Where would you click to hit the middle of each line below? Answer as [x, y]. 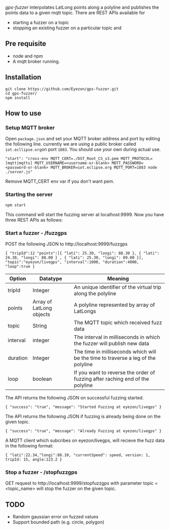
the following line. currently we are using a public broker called [71, 144]
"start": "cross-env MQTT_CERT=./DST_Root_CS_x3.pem [62, 159]
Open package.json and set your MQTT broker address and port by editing [83, 139]
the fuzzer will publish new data [112, 343]
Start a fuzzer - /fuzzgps [36, 233]
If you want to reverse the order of [115, 373]
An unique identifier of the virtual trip [118, 287]
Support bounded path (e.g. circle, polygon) [58, 522]
